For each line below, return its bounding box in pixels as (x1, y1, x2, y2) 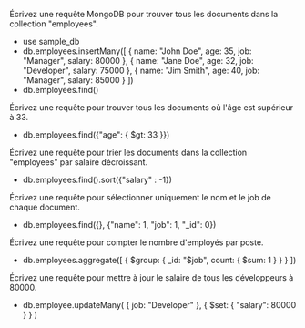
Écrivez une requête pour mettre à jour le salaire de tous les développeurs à (9, 272, 294, 282)
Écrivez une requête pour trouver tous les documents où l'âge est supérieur (9, 102, 294, 113)
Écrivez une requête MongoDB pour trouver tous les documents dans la (9, 9, 279, 19)
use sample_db (22, 36, 80, 46)
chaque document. (9, 201, 80, 212)
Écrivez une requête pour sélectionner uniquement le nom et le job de (9, 192, 271, 202)
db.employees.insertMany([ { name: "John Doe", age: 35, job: (22, 46, 252, 56)
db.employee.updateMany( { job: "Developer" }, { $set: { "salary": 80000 (22, 300, 297, 310)
